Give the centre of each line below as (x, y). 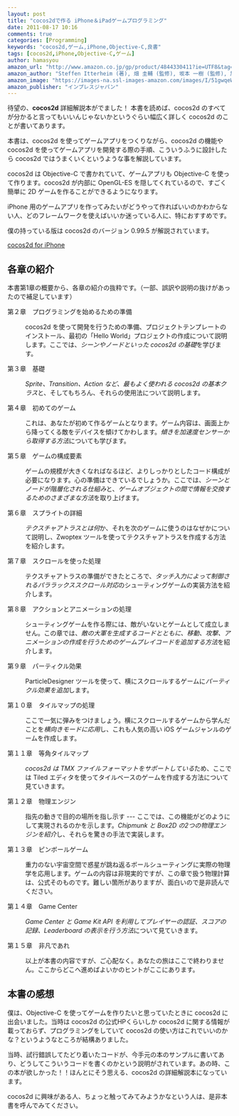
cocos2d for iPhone (36, 245)
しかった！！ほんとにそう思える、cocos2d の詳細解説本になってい (129, 1072)
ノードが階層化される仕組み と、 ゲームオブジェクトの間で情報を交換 (125, 489)
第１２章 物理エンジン (42, 801)
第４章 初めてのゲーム (42, 408)
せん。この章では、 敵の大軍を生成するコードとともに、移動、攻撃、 (125, 633)
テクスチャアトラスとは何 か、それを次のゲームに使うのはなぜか (118, 528)
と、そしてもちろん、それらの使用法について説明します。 (121, 393)
